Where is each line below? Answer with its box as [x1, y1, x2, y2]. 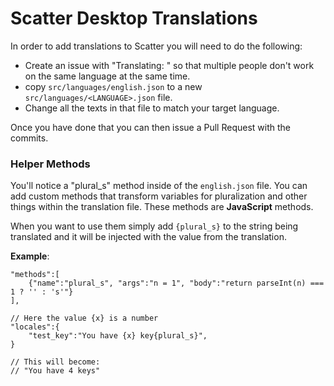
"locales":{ [10, 322, 60, 332]
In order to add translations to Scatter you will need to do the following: [10, 40, 303, 52]
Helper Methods [10, 157, 91, 171]
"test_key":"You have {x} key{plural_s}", [28, 331, 208, 341]
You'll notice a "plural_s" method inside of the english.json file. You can [10, 180, 308, 192]
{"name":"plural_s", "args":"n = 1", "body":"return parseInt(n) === [28, 278, 325, 289]
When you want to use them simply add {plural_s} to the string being [10, 220, 299, 232]
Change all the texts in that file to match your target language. [24, 102, 280, 114]
